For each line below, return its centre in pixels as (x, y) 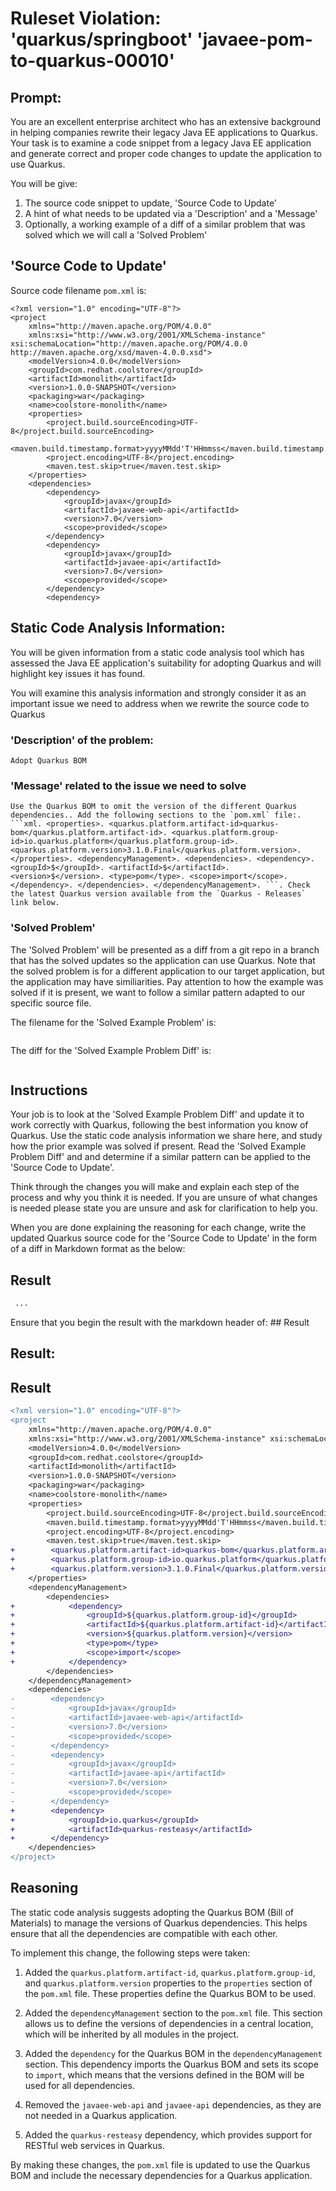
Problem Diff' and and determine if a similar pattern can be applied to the (161, 1157)
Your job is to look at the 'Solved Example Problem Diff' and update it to (157, 1114)
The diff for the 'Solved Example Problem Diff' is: (111, 1050)
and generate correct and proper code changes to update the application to (166, 153)
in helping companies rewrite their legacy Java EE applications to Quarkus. (164, 132)
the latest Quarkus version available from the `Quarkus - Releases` (158, 894)
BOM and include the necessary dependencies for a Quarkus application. (161, 2175)
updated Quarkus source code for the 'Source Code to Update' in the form (164, 1238)
